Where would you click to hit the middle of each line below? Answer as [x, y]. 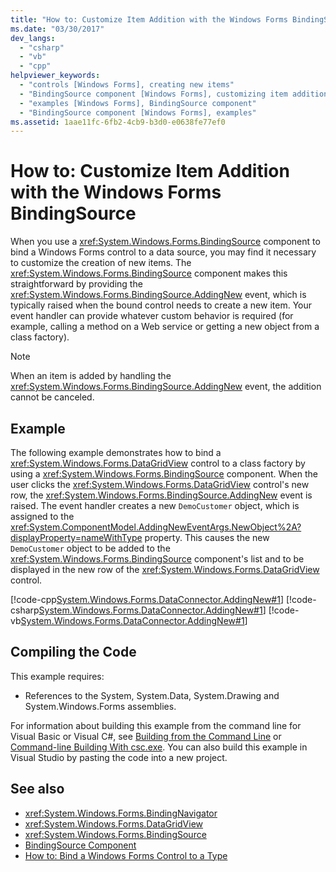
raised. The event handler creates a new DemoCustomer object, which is [155, 505]
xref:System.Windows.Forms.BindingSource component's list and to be [157, 559]
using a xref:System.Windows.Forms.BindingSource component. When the [164, 474]
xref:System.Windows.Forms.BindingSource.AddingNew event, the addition [166, 387]
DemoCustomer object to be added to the [90, 548]
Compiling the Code [73, 652]
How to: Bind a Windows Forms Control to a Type [126, 855]
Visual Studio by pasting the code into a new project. [119, 757]
